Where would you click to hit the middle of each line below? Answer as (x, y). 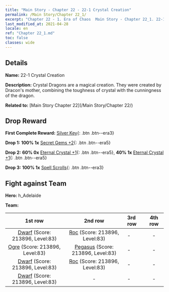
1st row (34, 221)
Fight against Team (36, 183)
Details (16, 63)
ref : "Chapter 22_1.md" (30, 33)
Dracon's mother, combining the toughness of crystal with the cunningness (83, 90)
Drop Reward (26, 121)
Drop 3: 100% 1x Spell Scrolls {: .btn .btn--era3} (55, 168)
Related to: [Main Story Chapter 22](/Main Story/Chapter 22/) (69, 105)
